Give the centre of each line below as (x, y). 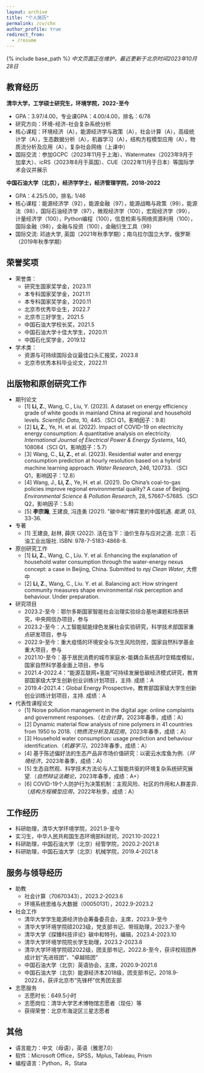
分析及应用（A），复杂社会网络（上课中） (77, 147)
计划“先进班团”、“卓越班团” (64, 957)
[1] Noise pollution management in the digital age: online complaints (109, 710)
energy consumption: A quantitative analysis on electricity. (98, 433)
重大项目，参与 (43, 650)
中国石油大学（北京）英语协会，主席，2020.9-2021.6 (91, 965)
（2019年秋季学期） (40, 242)
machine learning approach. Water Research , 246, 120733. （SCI (106, 468)
